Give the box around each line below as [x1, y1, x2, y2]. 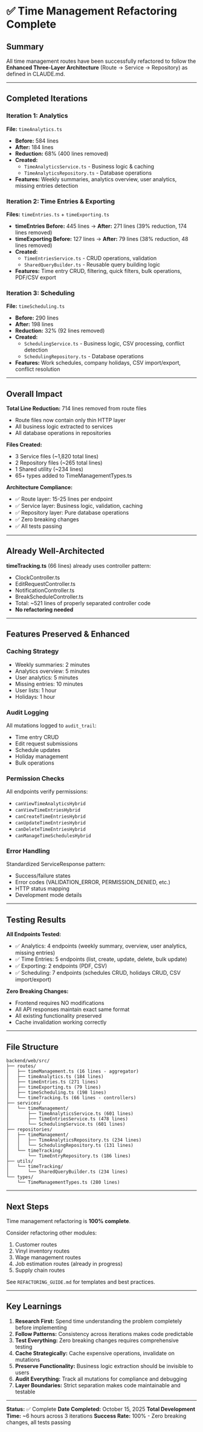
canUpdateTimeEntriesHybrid [14, 820, 86, 826]
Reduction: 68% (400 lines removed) [14, 150, 109, 157]
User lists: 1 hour [14, 687, 57, 694]
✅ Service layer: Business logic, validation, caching [14, 502, 143, 510]
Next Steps [6, 1201, 49, 1212]
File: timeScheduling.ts [6, 303, 65, 310]
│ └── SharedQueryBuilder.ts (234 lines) [6, 1169, 129, 1175]
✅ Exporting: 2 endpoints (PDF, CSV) [14, 962, 108, 970]
